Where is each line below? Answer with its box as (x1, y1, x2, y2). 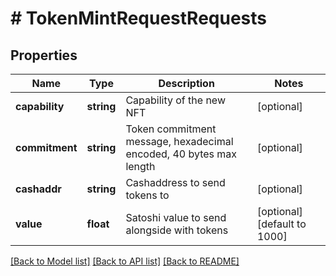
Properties (10, 47, 78, 64)
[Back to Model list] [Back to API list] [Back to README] (10, 255, 240, 267)
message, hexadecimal (125, 135, 234, 148)
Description (158, 77, 215, 90)
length (125, 160, 156, 173)
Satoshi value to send (125, 211, 227, 224)
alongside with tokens (125, 223, 229, 237)
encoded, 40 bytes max (125, 147, 238, 161)
